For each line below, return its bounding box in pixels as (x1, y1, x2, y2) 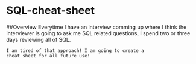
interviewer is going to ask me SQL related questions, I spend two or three (6, 29, 191, 36)
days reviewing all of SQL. (6, 36, 71, 43)
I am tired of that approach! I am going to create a (6, 47, 145, 54)
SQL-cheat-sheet (6, 4, 95, 17)
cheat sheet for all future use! (6, 53, 90, 59)
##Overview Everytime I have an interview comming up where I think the (6, 23, 187, 31)
